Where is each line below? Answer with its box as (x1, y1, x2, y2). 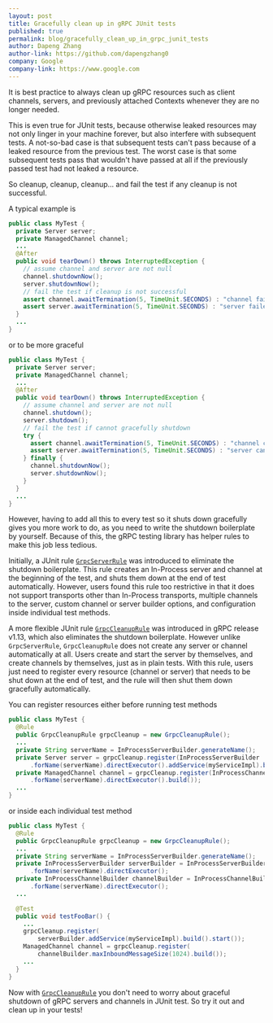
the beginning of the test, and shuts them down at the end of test (8, 573, 226, 583)
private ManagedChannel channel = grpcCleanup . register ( (15, 768, 213, 777)
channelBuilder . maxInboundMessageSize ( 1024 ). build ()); (37, 950, 227, 958)
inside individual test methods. (8, 608, 111, 618)
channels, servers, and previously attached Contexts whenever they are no (8, 95, 260, 106)
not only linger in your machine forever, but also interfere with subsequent (8, 129, 257, 138)
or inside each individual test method (8, 807, 132, 815)
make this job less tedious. (8, 540, 97, 550)
